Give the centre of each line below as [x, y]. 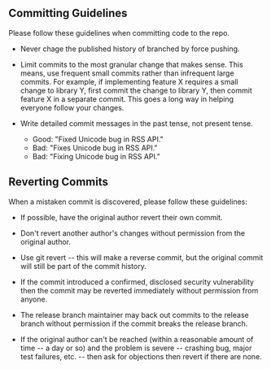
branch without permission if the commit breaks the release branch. [134, 323]
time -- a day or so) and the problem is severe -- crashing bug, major [136, 348]
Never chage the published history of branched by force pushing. [130, 49]
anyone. [34, 299]
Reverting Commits [58, 182]
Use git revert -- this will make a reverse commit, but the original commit [142, 257]
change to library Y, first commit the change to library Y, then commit [136, 90]
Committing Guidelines [68, 13]
